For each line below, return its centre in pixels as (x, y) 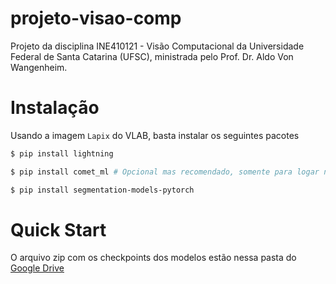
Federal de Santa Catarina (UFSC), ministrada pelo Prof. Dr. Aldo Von (152, 56)
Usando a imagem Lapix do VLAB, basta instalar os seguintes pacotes (155, 135)
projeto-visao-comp (96, 18)
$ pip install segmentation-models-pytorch (102, 190)
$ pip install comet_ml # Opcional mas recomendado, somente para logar (165, 172)
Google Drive (37, 268)
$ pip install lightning (62, 153)
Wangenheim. (39, 67)
